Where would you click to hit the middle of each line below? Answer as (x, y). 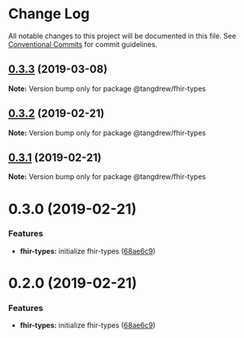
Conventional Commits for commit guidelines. (83, 44)
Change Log (49, 14)
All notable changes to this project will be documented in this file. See (122, 36)
